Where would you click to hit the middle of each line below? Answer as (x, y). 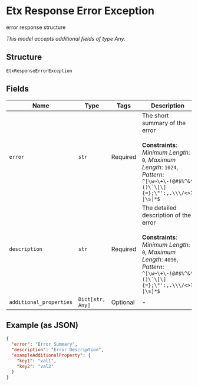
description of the (166, 215)
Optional (123, 302)
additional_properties (41, 302)
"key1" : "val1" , (37, 361)
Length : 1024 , (160, 167)
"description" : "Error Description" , (58, 350)
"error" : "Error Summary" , (44, 344)
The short (155, 115)
